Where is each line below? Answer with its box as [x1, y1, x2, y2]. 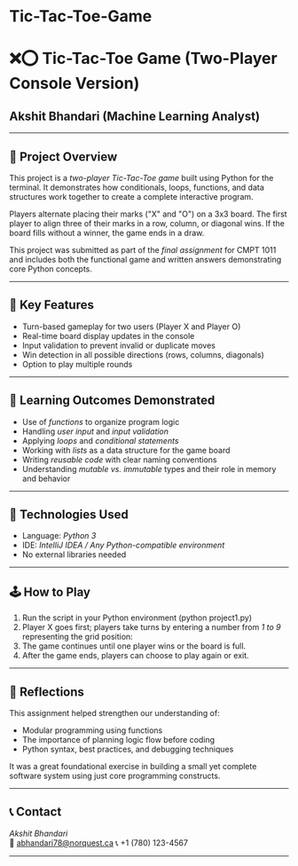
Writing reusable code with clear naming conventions [21, 454, 217, 465]
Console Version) [9, 74, 140, 94]
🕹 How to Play [9, 584, 91, 600]
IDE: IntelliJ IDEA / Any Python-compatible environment [21, 539, 225, 551]
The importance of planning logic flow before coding [21, 735, 216, 745]
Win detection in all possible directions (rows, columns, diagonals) [21, 349, 264, 360]
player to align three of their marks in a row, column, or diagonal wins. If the [9, 218, 286, 228]
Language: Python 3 [21, 531, 97, 541]
